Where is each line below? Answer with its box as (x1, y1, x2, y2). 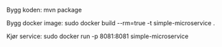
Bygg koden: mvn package (6, 6, 82, 14)
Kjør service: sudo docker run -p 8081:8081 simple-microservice (6, 32, 189, 40)
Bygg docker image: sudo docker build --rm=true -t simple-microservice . (6, 19, 215, 27)
